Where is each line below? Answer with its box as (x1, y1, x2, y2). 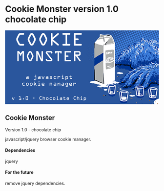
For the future (5, 169, 34, 175)
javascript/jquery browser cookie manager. (5, 136, 92, 142)
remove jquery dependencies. (5, 180, 65, 187)
